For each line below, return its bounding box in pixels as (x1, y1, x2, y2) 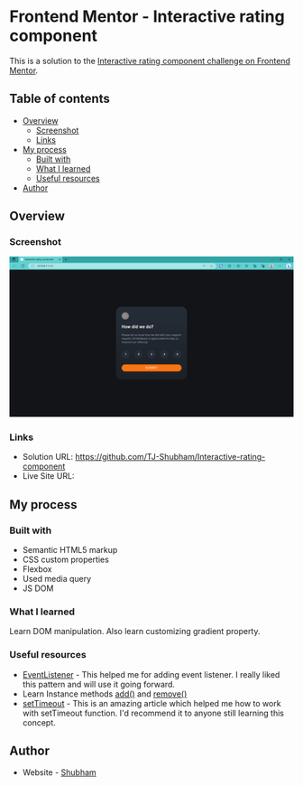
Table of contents (9, 91, 110, 107)
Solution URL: (22, 452, 74, 463)
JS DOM (22, 583, 54, 594)
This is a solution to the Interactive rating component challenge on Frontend (9, 55, 291, 66)
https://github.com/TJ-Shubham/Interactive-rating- (75, 452, 266, 463)
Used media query (22, 573, 92, 584)
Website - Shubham (22, 767, 96, 778)
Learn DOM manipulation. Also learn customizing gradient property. (9, 626, 261, 637)
